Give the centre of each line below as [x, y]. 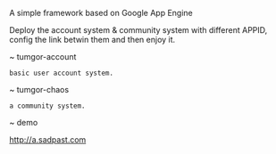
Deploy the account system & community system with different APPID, [138, 30]
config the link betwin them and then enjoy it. [92, 40]
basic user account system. [62, 73]
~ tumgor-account [43, 57]
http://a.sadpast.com [48, 140]
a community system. [48, 106]
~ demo [24, 122]
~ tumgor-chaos [39, 89]
